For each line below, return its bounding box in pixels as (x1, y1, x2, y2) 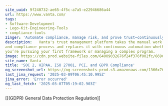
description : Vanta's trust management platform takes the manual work (5, 40, 162, 45)
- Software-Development (5, 21, 55, 26)
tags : (5, 16, 16, 21)
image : (5, 53, 19, 59)
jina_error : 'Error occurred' (5, 77, 68, 82)
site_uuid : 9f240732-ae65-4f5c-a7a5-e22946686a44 (5, 7, 111, 12)
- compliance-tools (5, 30, 46, 35)
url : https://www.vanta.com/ (5, 12, 66, 17)
